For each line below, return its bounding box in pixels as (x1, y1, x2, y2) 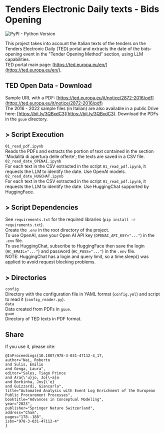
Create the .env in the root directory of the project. (5, 227, 109, 233)
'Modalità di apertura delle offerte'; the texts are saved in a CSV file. (5, 153, 145, 159)
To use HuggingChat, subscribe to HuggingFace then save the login (5, 243, 145, 249)
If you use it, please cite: (5, 343, 56, 349)
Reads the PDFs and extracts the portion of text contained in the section (5, 148, 154, 154)
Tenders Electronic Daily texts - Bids (5, 3, 159, 15)
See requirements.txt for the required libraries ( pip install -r (5, 216, 136, 222)
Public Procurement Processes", (5, 392, 72, 397)
